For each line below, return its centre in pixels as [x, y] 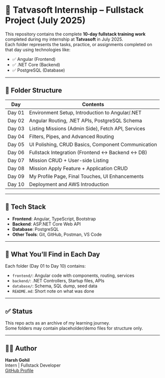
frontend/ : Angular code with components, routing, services [73, 276]
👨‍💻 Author [21, 348]
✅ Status [19, 311]
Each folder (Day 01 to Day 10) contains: [45, 266]
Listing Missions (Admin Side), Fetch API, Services [87, 128]
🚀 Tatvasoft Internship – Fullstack [74, 10]
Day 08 [16, 168]
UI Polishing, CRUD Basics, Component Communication [93, 144]
